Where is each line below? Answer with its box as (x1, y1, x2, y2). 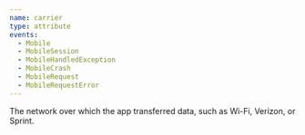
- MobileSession (17, 47, 79, 56)
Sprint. (9, 115, 35, 126)
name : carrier (9, 13, 64, 23)
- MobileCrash (17, 64, 71, 73)
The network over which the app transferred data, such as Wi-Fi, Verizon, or (9, 105, 296, 116)
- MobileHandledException (17, 55, 117, 64)
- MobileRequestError (17, 81, 100, 90)
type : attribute (9, 22, 71, 31)
